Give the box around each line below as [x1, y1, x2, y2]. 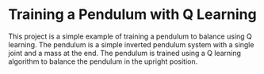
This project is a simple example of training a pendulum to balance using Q [8, 31, 252, 41]
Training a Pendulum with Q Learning [8, 6, 257, 24]
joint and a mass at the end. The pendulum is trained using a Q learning [8, 48, 242, 57]
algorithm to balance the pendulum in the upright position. [8, 57, 198, 66]
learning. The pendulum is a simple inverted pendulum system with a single [8, 39, 254, 49]
